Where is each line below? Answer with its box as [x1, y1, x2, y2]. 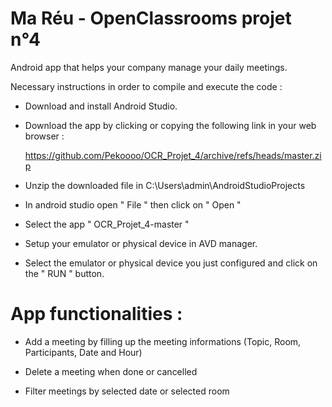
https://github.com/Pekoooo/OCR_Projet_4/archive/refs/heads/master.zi [24, 149, 322, 161]
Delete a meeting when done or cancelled [24, 365, 198, 377]
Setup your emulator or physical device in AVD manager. [24, 237, 258, 249]
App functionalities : [10, 303, 183, 326]
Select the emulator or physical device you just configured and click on [24, 257, 318, 269]
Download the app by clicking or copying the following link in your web [24, 119, 317, 131]
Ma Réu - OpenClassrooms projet [10, 7, 292, 30]
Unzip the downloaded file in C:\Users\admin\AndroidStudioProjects [24, 179, 306, 191]
